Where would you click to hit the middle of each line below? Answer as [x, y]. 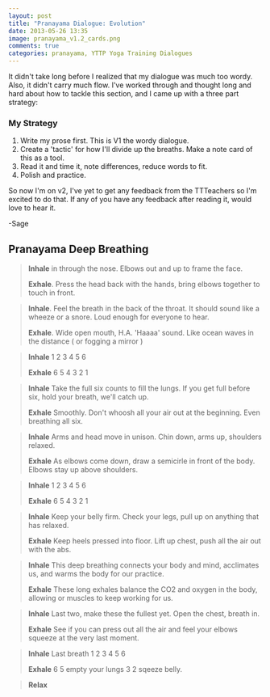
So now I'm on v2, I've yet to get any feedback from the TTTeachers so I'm [133, 191]
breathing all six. [55, 421]
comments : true [34, 46]
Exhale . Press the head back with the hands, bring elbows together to [144, 285]
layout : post [30, 16]
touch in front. [52, 293]
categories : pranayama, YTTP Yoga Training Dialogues [101, 53]
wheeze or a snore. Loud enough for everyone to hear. [118, 317]
